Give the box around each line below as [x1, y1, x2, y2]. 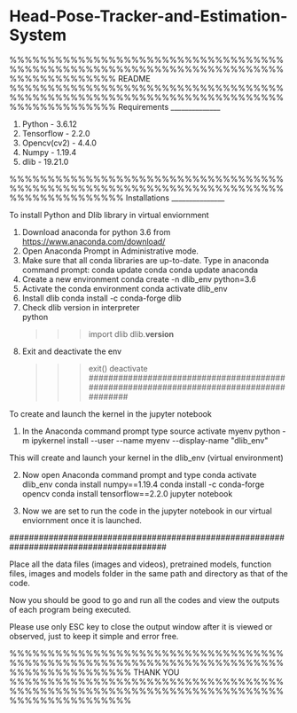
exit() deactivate [88, 363, 148, 373]
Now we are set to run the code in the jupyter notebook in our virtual [21, 505, 272, 516]
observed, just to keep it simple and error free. [9, 631, 179, 641]
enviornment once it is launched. [21, 514, 142, 525]
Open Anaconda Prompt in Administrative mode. [21, 246, 199, 256]
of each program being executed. [9, 604, 131, 615]
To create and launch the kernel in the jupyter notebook [9, 408, 213, 419]
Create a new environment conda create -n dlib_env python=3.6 [21, 273, 257, 285]
